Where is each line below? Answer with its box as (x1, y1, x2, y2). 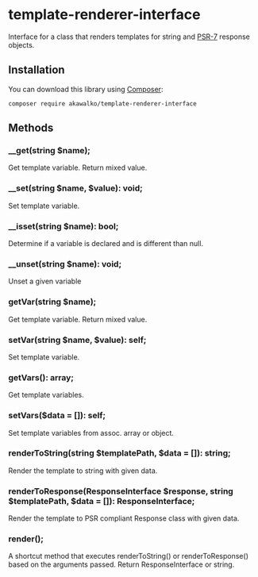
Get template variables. (8, 390, 85, 400)
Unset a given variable (8, 276, 82, 287)
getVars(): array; (8, 371, 74, 383)
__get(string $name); (8, 145, 91, 156)
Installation (8, 63, 65, 77)
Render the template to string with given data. (8, 466, 158, 475)
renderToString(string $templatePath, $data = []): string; (8, 448, 232, 459)
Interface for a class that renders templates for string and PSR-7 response (8, 32, 250, 41)
